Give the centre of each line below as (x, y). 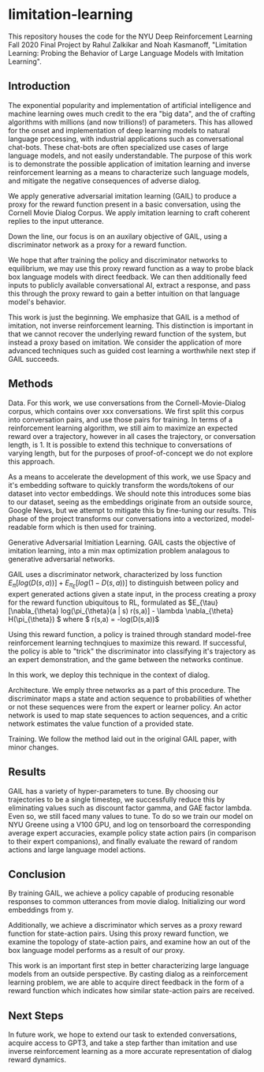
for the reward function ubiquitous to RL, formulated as (97, 602)
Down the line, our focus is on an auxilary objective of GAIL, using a (118, 236)
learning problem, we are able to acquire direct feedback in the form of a (126, 982)
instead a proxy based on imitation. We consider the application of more (125, 342)
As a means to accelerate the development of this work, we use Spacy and (130, 476)
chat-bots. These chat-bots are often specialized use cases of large (118, 147)
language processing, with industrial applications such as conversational (126, 139)
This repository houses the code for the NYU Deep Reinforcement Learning (130, 36)
